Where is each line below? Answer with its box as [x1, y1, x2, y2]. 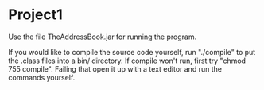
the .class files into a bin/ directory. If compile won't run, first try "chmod [8, 56, 247, 65]
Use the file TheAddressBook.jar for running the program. [8, 32, 197, 41]
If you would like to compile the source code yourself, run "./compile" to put [8, 47, 256, 57]
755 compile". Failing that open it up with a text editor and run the [8, 64, 223, 73]
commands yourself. [8, 72, 76, 82]
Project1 [8, 6, 64, 24]
